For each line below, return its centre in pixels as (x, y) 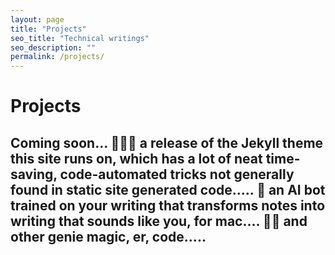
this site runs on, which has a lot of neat (136, 158)
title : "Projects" (48, 29)
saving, (34, 174)
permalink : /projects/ (57, 57)
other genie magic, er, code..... (108, 236)
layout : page (37, 19)
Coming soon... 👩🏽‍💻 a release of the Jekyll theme (167, 142)
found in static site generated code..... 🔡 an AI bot (168, 189)
